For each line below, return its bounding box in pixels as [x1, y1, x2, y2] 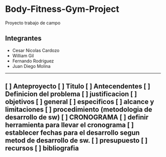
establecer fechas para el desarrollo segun [5, 129, 140, 137]
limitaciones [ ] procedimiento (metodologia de [5, 105, 152, 114]
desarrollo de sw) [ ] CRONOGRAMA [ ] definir [5, 113, 149, 122]
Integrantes [5, 34, 42, 43]
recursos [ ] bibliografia [5, 144, 79, 153]
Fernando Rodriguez [12, 58, 54, 64]
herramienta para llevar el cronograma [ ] [5, 121, 134, 129]
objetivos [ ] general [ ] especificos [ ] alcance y [5, 98, 154, 106]
